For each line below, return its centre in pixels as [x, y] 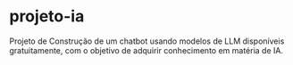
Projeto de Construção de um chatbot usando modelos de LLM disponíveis [147, 41]
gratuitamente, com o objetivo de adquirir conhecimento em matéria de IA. [146, 50]
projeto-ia [47, 16]
